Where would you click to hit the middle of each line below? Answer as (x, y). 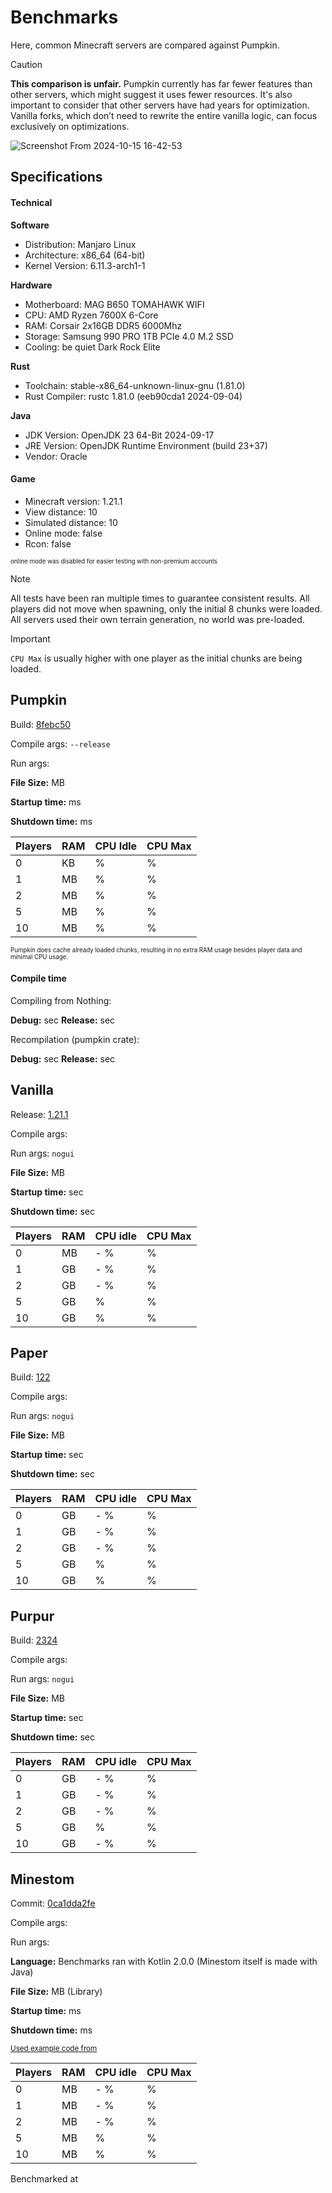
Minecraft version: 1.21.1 (73, 501)
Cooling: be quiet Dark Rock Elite (92, 347)
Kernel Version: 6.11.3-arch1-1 (85, 265)
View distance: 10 (61, 512)
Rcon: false (48, 543)
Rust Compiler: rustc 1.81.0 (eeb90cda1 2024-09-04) (133, 396)
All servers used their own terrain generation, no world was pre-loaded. (157, 619)
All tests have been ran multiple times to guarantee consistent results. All (160, 598)
